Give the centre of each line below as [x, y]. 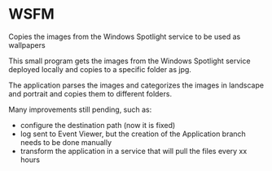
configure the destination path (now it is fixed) [98, 125]
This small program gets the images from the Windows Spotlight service [129, 61]
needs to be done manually [66, 142]
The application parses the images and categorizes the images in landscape [136, 85]
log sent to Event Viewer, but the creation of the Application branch [133, 134]
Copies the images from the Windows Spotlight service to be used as [125, 36]
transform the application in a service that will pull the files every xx [134, 151]
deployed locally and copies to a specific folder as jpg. [100, 69]
